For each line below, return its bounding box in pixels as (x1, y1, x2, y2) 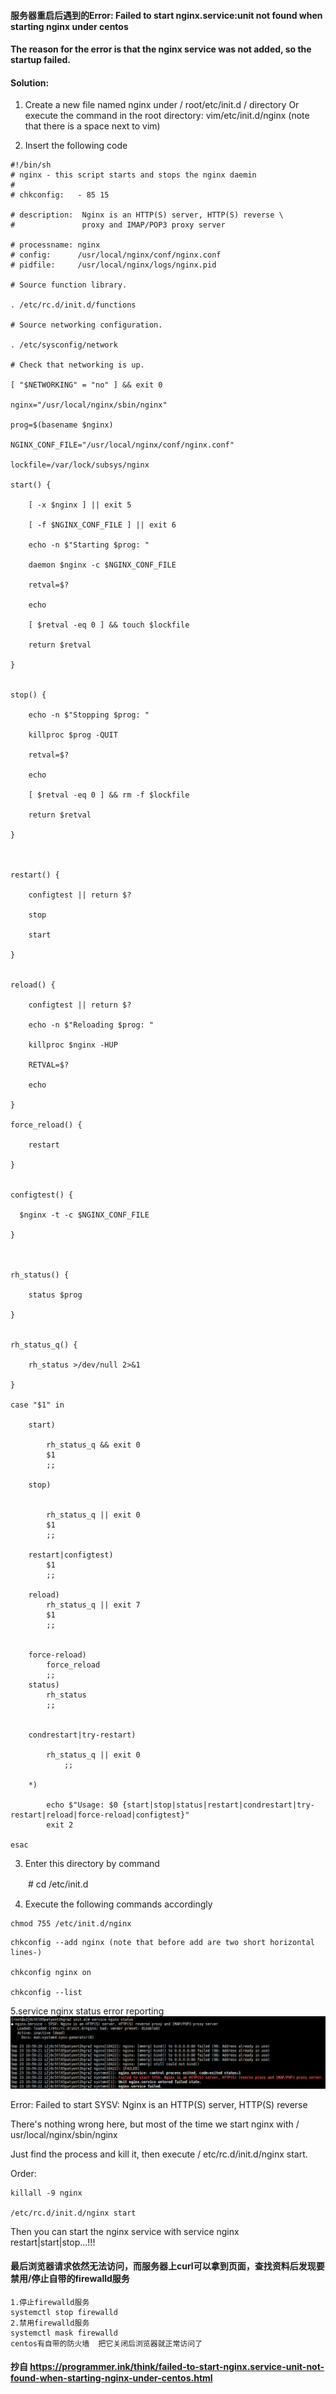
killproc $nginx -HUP (28, 1040, 118, 1050)
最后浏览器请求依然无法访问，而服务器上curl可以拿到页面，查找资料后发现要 (10, 2260, 325, 2272)
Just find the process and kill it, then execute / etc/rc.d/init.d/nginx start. (10, 2148, 308, 2160)
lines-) (10, 1948, 43, 1958)
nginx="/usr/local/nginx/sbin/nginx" (10, 400, 168, 410)
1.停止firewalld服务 (10, 2297, 90, 2307)
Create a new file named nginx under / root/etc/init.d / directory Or (24, 99, 300, 111)
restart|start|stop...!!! (10, 2236, 96, 2248)
